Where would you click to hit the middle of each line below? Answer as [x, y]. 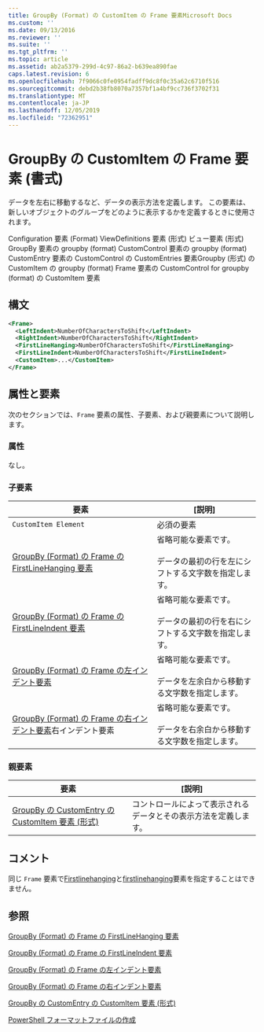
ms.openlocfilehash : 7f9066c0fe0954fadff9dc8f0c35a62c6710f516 [114, 81]
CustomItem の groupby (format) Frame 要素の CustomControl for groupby [129, 267]
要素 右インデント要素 [75, 731]
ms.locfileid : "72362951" [50, 118]
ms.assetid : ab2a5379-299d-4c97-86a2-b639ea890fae [93, 67]
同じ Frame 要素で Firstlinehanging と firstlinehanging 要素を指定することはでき [132, 879]
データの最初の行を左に [200, 562]
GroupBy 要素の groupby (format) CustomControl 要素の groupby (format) [128, 248]
